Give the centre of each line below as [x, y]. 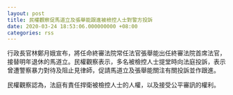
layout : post [26, 13]
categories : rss [31, 33]
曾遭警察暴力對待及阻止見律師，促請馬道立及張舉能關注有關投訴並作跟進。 [113, 70]
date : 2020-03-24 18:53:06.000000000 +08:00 [72, 26]
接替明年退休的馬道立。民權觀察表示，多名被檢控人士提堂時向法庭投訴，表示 [116, 62]
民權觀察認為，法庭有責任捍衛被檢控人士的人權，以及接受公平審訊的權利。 [113, 85]
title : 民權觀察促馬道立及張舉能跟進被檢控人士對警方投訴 [80, 20]
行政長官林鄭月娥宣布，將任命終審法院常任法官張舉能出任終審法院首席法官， [116, 53]
